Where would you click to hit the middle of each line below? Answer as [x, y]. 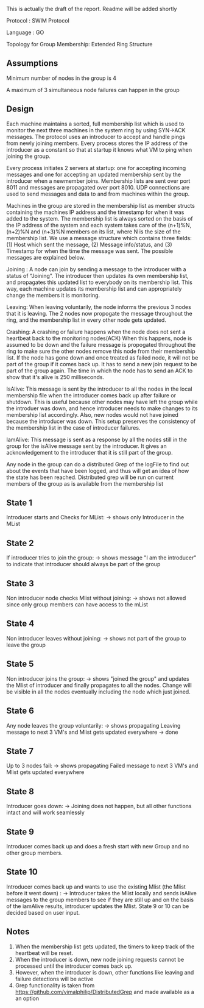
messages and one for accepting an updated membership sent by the [94, 174]
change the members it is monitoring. [53, 295]
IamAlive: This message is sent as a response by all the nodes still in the [97, 439]
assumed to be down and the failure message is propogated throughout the [101, 344]
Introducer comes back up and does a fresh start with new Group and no [98, 846]
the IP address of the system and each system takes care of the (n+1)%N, [99, 225]
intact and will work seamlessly [46, 812]
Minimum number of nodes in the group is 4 [62, 78]
